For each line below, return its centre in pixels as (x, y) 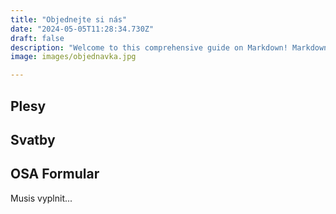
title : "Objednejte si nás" (69, 19)
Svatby (33, 139)
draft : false (37, 38)
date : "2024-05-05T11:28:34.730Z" (82, 29)
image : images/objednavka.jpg (73, 57)
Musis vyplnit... (41, 198)
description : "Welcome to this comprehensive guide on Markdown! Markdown (169, 47)
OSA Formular (55, 174)
